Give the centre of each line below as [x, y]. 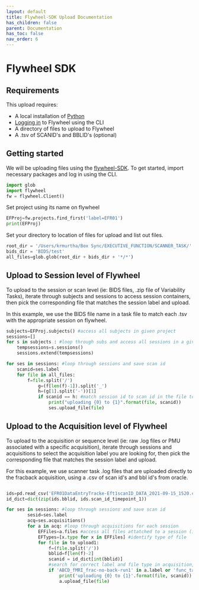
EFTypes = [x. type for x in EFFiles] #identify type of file [112, 537]
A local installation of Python [49, 116]
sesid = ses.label [47, 515]
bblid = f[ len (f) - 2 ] [71, 554]
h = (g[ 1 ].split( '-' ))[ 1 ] [67, 391]
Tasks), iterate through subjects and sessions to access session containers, [98, 296]
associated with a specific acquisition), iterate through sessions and [89, 447]
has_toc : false [25, 34]
